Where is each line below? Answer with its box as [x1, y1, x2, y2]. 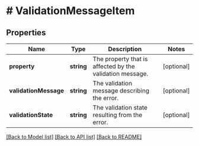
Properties [6, 28, 46, 38]
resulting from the [92, 111, 143, 119]
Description [108, 45, 142, 53]
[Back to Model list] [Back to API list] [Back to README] [6, 134, 142, 140]
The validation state [92, 104, 148, 111]
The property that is [92, 55, 148, 63]
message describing [92, 87, 150, 95]
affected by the [92, 62, 135, 70]
